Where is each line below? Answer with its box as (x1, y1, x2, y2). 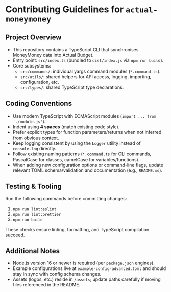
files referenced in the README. (12, 282, 81, 288)
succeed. (5, 232, 25, 238)
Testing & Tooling (5, 182, 62, 191)
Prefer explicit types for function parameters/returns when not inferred (12, 129, 162, 135)
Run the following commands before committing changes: (5, 195, 127, 201)
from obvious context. (12, 134, 60, 141)
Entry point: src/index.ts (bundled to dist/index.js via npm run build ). (12, 57, 164, 63)
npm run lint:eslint (12, 206, 57, 212)
